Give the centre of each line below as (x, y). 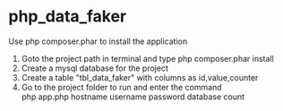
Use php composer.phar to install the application (98, 41)
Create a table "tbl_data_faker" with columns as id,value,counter (140, 77)
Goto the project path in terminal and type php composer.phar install (147, 58)
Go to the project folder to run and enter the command (121, 87)
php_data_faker (68, 17)
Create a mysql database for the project (95, 68)
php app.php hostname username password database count (133, 97)
